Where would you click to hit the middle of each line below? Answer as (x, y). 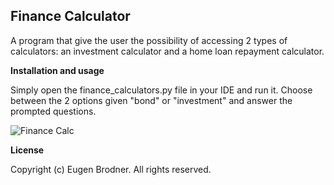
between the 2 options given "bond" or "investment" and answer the (151, 100)
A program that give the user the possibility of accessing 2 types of (149, 40)
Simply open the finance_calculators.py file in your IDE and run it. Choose (161, 90)
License (27, 150)
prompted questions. (53, 111)
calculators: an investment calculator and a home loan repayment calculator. (167, 51)
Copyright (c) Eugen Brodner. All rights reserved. (111, 169)
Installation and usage (57, 70)
